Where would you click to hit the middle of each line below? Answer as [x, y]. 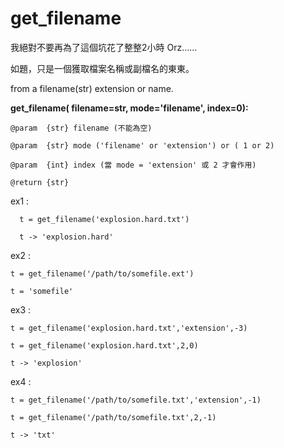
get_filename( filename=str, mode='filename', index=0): [129, 108]
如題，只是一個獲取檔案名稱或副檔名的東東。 [102, 68]
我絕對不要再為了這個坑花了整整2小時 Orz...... [104, 47]
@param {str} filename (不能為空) [81, 128]
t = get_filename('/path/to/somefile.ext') [102, 273]
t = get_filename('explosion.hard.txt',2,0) [104, 345]
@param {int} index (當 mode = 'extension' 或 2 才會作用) [133, 165]
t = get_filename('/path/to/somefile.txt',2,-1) [113, 417]
